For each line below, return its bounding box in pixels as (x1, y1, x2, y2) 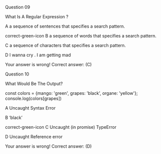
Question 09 (5, 4, 31, 10)
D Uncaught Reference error (5, 134, 63, 140)
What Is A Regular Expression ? (5, 14, 69, 19)
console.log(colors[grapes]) (5, 96, 62, 101)
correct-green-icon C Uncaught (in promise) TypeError (5, 124, 117, 130)
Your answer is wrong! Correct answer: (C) (5, 62, 92, 67)
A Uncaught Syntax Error (5, 105, 56, 111)
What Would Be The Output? (5, 81, 63, 86)
